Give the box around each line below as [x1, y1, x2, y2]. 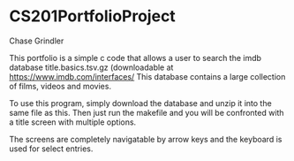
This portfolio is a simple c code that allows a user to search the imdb [9, 52, 262, 63]
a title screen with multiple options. [9, 117, 137, 127]
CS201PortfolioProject [9, 6, 177, 27]
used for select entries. [9, 143, 94, 154]
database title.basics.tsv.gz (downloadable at [9, 62, 174, 73]
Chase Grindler [9, 35, 64, 46]
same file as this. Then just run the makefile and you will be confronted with [9, 107, 284, 118]
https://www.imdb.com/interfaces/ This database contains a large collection [9, 71, 286, 81]
